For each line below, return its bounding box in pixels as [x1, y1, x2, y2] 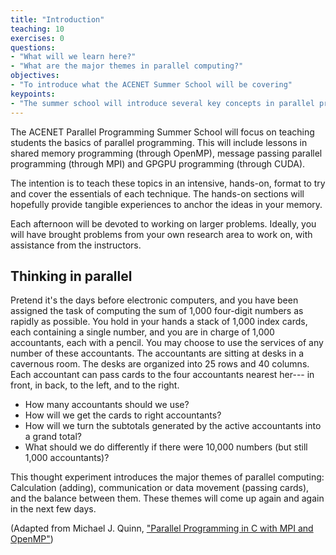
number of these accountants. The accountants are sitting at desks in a [10, 347, 305, 360]
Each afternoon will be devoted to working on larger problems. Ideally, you [10, 217, 317, 230]
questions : [10, 42, 56, 53]
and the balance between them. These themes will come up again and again [10, 492, 325, 505]
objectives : [10, 71, 60, 81]
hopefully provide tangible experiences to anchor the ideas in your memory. [10, 198, 323, 210]
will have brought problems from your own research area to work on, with [10, 228, 313, 240]
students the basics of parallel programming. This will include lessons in [10, 136, 308, 148]
